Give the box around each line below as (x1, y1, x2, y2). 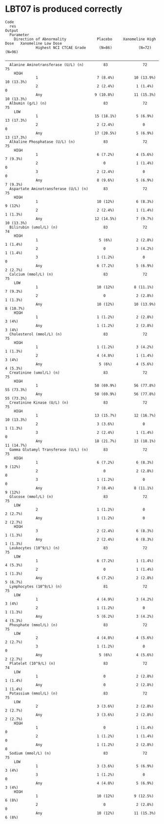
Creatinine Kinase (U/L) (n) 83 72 (9, 400, 147, 405)
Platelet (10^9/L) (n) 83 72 (9, 661, 147, 666)
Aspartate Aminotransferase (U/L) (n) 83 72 (9, 186, 147, 191)
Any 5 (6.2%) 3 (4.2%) (36, 614, 154, 619)
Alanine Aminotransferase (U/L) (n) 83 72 (9, 62, 147, 67)
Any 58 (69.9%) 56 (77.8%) (36, 391, 156, 396)
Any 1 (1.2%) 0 (36, 516, 145, 520)
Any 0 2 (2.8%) (36, 682, 154, 687)
